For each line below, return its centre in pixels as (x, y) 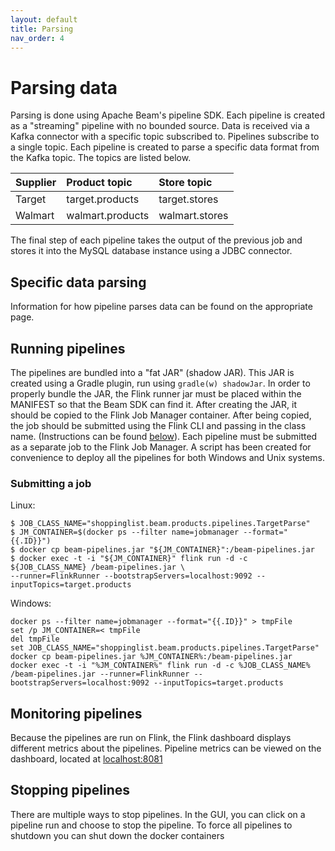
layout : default (44, 19)
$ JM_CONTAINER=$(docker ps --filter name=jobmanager (125, 532)
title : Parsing (42, 29)
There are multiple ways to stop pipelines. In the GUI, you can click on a (158, 814)
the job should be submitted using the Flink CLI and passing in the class (158, 425)
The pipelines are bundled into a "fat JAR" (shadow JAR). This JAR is (152, 372)
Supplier (36, 183)
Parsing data (64, 87)
